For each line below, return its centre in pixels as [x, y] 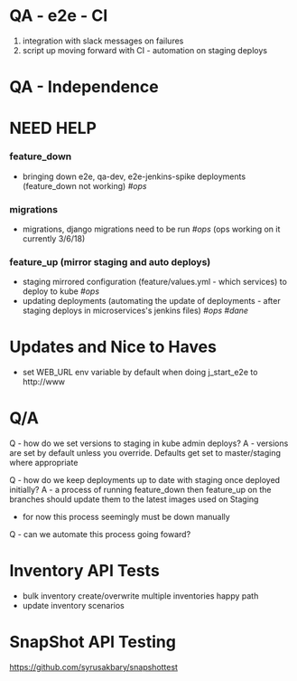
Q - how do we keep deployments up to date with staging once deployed [145, 480]
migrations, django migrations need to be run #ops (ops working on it [151, 229]
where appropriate [44, 463]
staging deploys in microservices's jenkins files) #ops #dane [135, 311]
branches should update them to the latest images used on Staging [134, 499]
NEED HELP [53, 128]
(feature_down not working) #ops [84, 185]
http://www [44, 382]
